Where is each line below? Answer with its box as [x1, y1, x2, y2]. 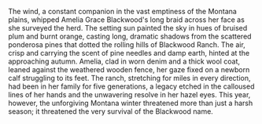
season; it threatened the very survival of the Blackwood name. [8, 107, 214, 116]
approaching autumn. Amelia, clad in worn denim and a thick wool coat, [8, 57, 240, 66]
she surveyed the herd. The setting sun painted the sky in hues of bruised [8, 24, 248, 32]
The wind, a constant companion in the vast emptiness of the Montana [8, 7, 238, 16]
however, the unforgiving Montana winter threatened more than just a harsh [8, 98, 253, 108]
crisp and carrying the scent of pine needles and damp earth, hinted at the [8, 49, 250, 57]
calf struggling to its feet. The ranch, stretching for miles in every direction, [8, 74, 251, 82]
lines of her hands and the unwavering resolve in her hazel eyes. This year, [8, 90, 251, 99]
